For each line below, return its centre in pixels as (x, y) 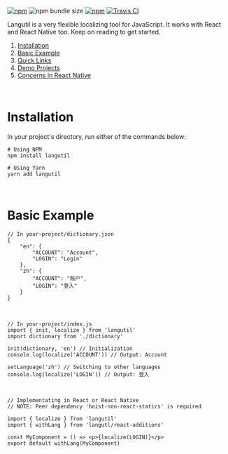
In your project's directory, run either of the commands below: (97, 136)
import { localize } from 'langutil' (62, 419)
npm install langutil (39, 155)
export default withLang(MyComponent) (64, 443)
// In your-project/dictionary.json (60, 234)
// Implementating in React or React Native (73, 400)
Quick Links (34, 60)
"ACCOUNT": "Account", (65, 253)
